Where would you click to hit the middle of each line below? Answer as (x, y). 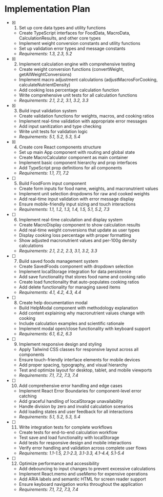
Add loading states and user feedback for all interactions (76, 412)
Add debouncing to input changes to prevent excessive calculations (87, 468)
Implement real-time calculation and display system (71, 219)
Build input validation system (48, 110)
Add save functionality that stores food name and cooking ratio (82, 276)
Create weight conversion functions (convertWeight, (71, 69)
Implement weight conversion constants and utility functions (80, 43)
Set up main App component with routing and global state (77, 152)
